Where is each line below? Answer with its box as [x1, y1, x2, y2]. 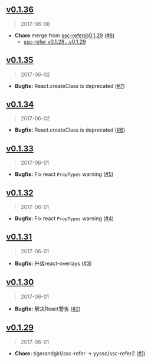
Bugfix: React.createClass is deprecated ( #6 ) [14, 126, 126, 133]
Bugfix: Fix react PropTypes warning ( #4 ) [14, 215, 114, 222]
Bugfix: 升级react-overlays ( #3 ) [14, 260, 93, 267]
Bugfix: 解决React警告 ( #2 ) [14, 305, 81, 312]
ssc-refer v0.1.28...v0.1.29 [23, 38, 87, 45]
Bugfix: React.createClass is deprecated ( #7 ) [14, 82, 125, 89]
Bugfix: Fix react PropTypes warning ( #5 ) [14, 171, 114, 178]
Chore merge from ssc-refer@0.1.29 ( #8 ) [14, 32, 115, 39]
